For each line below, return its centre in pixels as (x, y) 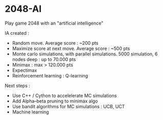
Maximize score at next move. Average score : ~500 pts (71, 48)
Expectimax (25, 70)
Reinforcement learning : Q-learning (50, 75)
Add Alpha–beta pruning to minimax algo (55, 101)
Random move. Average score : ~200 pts (55, 43)
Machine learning (30, 112)
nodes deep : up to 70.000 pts (44, 59)
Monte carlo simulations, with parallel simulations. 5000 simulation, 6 (85, 54)
